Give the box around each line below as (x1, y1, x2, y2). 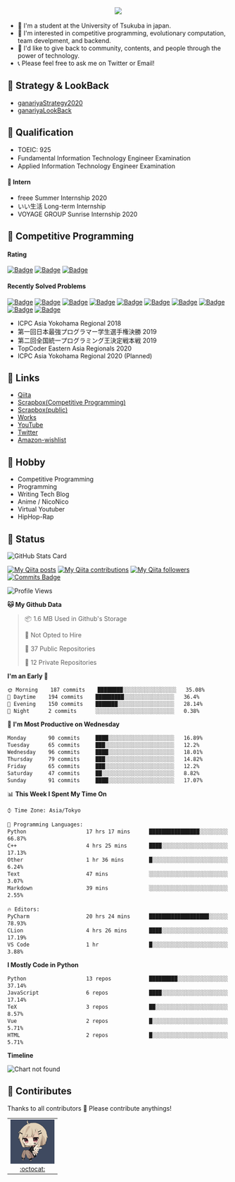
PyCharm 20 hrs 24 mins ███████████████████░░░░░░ (7, 913, 229, 921)
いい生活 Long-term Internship (17, 201, 106, 211)
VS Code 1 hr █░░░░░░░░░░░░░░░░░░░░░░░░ (7, 941, 229, 949)
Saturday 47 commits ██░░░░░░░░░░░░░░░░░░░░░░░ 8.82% (7, 770, 200, 777)
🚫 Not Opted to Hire (24, 631, 82, 639)
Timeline (7, 1051, 34, 1060)
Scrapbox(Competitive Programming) (17, 398, 127, 407)
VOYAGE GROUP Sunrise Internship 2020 (17, 210, 138, 218)
